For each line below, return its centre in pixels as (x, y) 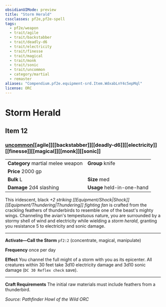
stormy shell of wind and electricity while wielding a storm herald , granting (81, 221)
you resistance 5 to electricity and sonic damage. (55, 226)
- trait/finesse (26, 51)
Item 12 (17, 131)
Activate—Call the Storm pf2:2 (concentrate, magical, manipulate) (73, 241)
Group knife (101, 163)
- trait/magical (26, 56)
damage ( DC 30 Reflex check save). (41, 270)
